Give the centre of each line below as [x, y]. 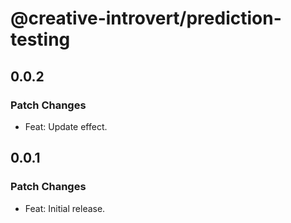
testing [40, 39]
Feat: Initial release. [65, 208]
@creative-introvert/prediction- [146, 18]
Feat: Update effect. [66, 126]
